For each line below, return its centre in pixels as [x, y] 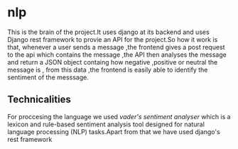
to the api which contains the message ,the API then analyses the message [117, 55]
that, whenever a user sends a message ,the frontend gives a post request [116, 47]
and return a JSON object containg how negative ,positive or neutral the [113, 62]
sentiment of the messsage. [48, 77]
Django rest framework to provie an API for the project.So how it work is [113, 39]
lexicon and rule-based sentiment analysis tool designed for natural [106, 124]
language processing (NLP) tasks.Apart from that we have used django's [114, 131]
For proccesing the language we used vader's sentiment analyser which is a [119, 116]
